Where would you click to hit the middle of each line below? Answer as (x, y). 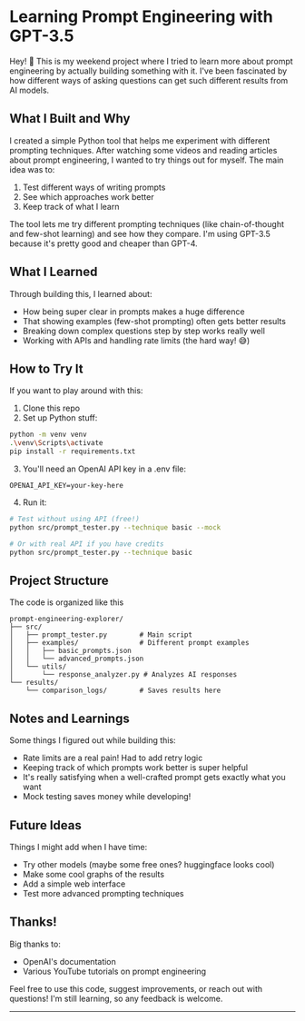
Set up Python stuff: (60, 418)
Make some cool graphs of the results (93, 874)
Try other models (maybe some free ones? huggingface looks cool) (148, 864)
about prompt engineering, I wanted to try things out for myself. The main (147, 160)
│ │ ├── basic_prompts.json (70, 651)
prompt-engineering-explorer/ (67, 620)
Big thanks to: (35, 944)
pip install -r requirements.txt (73, 451)
